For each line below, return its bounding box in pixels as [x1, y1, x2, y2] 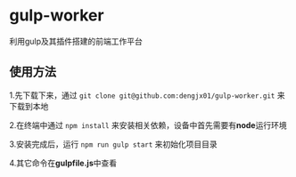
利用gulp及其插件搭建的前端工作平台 [9, 36, 143, 46]
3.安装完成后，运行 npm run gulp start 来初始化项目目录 [9, 139, 218, 149]
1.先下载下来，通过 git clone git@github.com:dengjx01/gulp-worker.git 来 [9, 90, 285, 101]
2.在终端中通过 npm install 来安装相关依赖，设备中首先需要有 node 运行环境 [9, 119, 287, 130]
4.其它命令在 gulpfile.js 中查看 [9, 157, 118, 168]
